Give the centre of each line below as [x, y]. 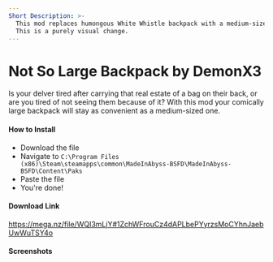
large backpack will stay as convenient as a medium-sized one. [115, 111]
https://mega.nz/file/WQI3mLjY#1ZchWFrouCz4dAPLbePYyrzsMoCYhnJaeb [136, 224]
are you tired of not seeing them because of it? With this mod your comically [136, 102]
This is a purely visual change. [72, 31]
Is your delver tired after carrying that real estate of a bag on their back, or [133, 93]
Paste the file [42, 178]
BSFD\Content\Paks [51, 171]
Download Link [34, 206]
